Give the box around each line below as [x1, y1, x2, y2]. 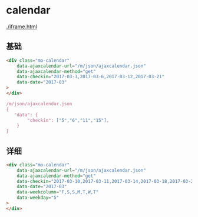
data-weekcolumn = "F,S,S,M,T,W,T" [16, 189, 99, 195]
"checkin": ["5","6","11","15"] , [27, 117, 110, 123]
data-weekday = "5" [16, 195, 60, 201]
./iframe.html [6, 23, 37, 30]
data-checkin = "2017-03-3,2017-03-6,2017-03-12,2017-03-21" [16, 74, 165, 80]
